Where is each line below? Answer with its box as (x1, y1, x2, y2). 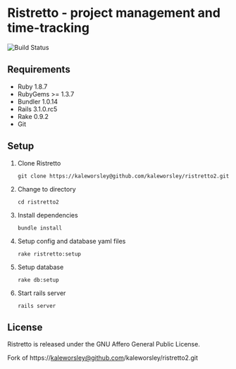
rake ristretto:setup (17, 250, 81, 258)
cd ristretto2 (17, 199, 59, 206)
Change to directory (17, 184, 76, 193)
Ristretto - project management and (7, 5, 221, 21)
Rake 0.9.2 (17, 112, 49, 120)
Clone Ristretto (17, 158, 61, 167)
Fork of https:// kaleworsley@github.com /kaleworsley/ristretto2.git (7, 354, 199, 362)
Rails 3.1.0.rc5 (17, 104, 58, 113)
